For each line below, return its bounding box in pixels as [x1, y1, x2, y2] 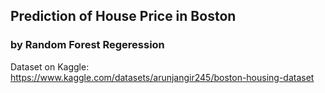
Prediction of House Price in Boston [10, 8, 237, 25]
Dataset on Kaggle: [10, 60, 90, 73]
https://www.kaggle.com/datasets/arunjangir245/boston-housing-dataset [10, 71, 315, 83]
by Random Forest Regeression [10, 38, 165, 52]
